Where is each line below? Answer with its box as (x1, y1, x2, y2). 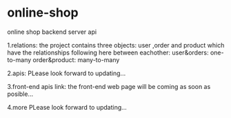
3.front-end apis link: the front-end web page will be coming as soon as (7, 82, 211, 90)
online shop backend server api (7, 28, 97, 36)
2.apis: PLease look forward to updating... (7, 69, 126, 77)
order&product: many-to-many (32, 55, 120, 63)
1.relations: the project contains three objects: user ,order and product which (7, 41, 225, 49)
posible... (7, 90, 33, 98)
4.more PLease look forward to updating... (7, 103, 128, 111)
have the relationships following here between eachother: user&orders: (7, 48, 209, 57)
